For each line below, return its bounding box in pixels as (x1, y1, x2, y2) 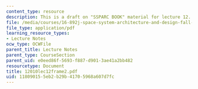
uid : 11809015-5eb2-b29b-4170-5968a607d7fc (6, 74, 115, 80)
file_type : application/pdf (6, 25, 75, 31)
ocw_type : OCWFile (6, 42, 51, 47)
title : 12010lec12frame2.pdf (6, 69, 78, 74)
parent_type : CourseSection (6, 52, 75, 58)
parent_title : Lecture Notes (6, 47, 78, 53)
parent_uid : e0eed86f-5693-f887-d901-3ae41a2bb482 (6, 57, 133, 63)
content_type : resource (6, 8, 65, 15)
